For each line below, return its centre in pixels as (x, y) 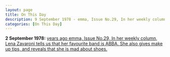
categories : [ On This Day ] (34, 24)
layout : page (19, 10)
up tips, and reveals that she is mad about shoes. (56, 49)
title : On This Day (26, 15)
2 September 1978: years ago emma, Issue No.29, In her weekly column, (81, 38)
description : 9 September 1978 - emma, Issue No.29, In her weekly (78, 19)
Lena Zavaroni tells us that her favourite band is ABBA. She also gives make (84, 44)
